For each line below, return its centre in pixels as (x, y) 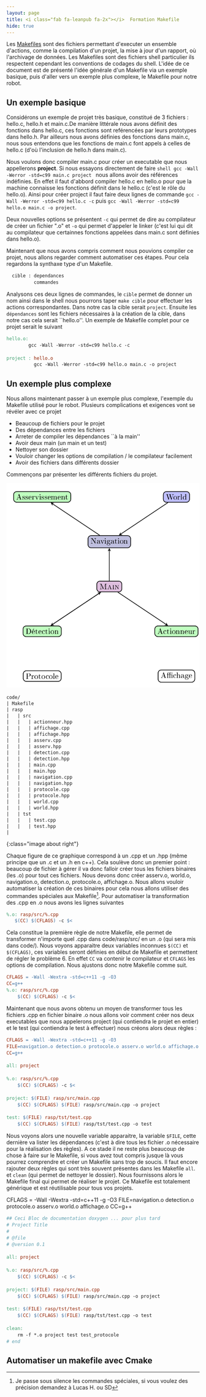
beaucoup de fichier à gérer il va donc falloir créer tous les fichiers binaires (101, 869)
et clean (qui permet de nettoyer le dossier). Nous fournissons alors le (95, 1175)
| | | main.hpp (31, 771)
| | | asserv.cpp (34, 740)
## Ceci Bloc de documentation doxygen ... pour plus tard (83, 1218)
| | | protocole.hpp (38, 795)
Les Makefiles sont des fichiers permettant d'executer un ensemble (91, 44)
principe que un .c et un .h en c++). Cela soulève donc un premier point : (98, 862)
